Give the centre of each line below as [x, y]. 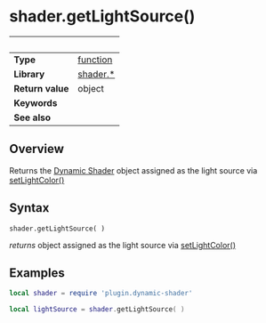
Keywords [36, 102]
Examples [37, 273]
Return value [41, 88]
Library [29, 74]
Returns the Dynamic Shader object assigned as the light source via [133, 170]
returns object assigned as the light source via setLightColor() [123, 245]
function [95, 60]
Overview [37, 149]
